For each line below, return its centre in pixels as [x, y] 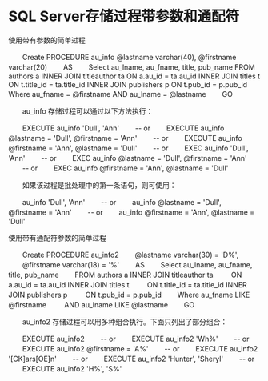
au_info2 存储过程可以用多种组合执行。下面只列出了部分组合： [125, 322]
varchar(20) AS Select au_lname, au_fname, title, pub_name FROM [132, 67]
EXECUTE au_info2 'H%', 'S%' [72, 368]
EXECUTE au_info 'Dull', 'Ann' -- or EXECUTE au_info [123, 128]
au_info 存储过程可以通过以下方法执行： [88, 111]
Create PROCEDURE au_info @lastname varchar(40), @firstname [129, 57]
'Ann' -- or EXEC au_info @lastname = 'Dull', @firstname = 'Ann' [128, 158]
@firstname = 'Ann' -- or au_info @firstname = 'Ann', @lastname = [132, 212]
